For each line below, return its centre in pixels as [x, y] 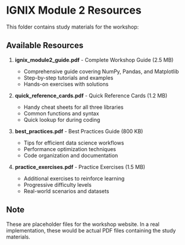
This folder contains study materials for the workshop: [73, 27]
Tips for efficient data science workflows [74, 143]
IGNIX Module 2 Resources [74, 10]
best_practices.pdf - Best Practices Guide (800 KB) [79, 131]
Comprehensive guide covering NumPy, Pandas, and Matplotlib [101, 71]
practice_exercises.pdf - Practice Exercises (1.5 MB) [80, 167]
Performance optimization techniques [70, 149]
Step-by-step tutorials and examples [68, 77]
